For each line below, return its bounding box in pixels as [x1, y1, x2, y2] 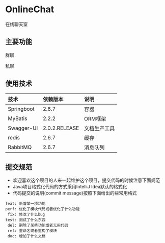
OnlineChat [5, 4, 54, 15]
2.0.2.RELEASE [42, 124, 79, 131]
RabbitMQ [8, 143, 32, 151]
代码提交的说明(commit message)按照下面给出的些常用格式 [12, 190, 137, 196]
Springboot [8, 105, 35, 112]
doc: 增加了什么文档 [7, 234, 46, 239]
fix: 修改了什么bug [7, 212, 45, 217]
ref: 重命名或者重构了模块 [7, 228, 57, 233]
